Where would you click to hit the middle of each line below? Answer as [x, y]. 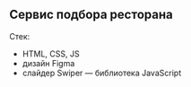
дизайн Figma [48, 63]
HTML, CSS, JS [51, 54]
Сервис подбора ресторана [91, 15]
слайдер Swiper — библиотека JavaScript [102, 73]
